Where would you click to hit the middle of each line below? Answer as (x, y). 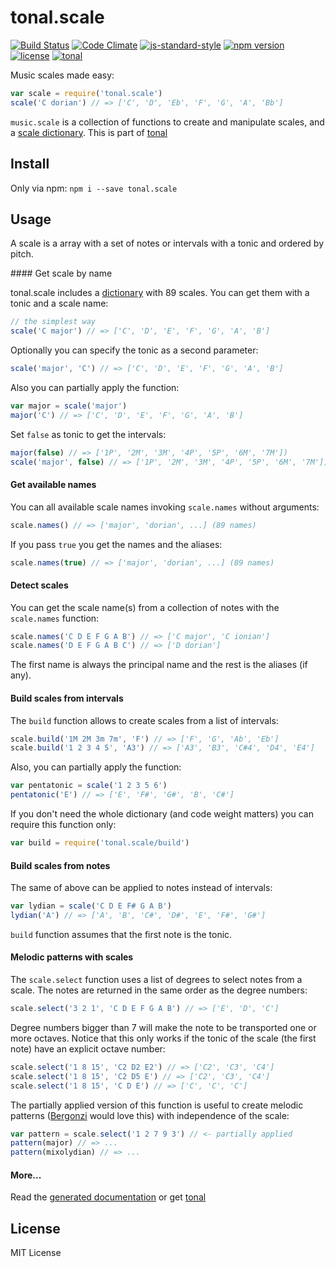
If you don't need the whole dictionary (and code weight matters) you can (162, 814)
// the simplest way (53, 322)
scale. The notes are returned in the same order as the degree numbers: (159, 990)
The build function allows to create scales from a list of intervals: (144, 720)
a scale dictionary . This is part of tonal (89, 132)
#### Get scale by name (61, 273)
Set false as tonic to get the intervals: (88, 434)
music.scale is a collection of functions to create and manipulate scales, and (167, 122)
